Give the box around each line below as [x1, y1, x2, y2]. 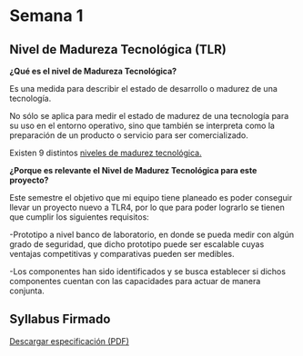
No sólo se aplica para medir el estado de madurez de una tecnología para [9, 111, 289, 121]
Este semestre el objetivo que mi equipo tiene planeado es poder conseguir [9, 193, 293, 203]
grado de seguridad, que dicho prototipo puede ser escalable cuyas [9, 239, 265, 250]
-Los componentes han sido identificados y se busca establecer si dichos [9, 266, 287, 277]
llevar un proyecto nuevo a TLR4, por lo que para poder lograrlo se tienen [9, 202, 285, 213]
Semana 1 [9, 5, 84, 26]
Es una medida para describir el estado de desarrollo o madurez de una [9, 84, 278, 94]
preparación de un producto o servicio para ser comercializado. [9, 130, 248, 141]
